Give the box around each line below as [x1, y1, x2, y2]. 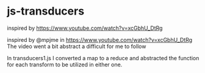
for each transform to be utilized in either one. [7, 61, 123, 68]
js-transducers [7, 4, 85, 18]
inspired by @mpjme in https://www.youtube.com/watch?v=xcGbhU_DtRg [7, 36, 193, 43]
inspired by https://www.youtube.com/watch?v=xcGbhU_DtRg [7, 24, 163, 32]
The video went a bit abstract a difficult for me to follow [7, 43, 146, 50]
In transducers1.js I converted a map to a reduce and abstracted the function [7, 54, 200, 61]
